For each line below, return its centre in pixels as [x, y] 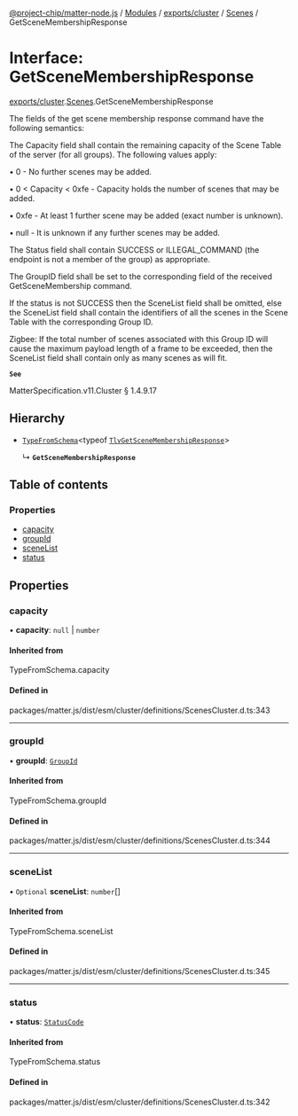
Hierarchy [37, 419]
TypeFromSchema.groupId [58, 800]
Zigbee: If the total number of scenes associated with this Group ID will [139, 339]
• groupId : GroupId [43, 761]
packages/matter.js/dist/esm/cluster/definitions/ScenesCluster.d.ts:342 [140, 1102]
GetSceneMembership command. [71, 285]
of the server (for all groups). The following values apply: [113, 154]
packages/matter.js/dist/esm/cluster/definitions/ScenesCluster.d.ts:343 [140, 710]
